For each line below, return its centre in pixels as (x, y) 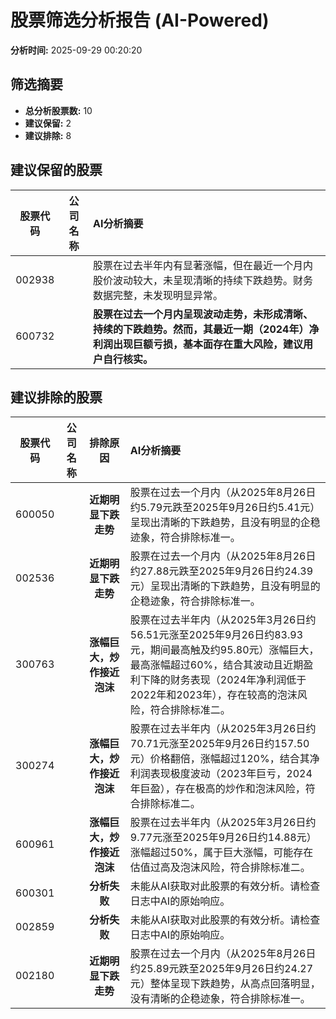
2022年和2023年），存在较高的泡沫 (213, 695)
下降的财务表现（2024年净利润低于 (223, 680)
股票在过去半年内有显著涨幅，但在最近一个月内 (203, 265)
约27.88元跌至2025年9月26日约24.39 (221, 571)
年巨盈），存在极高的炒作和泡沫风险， (217, 789)
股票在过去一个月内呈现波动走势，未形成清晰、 (203, 314)
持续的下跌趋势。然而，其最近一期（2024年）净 (206, 329)
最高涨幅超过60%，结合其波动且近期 (216, 665)
